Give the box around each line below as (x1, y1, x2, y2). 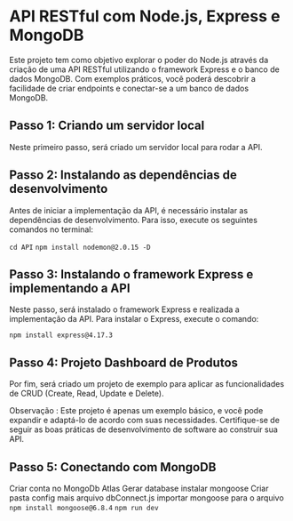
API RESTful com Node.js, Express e (9, 6, 281, 27)
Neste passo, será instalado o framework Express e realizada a (9, 304, 240, 315)
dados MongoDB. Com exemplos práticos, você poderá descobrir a (9, 73, 256, 84)
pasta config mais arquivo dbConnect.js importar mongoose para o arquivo (9, 493, 284, 503)
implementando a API (9, 280, 131, 295)
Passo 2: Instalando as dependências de (9, 167, 237, 183)
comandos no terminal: (9, 224, 93, 235)
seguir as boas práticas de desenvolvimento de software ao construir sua (9, 424, 278, 435)
